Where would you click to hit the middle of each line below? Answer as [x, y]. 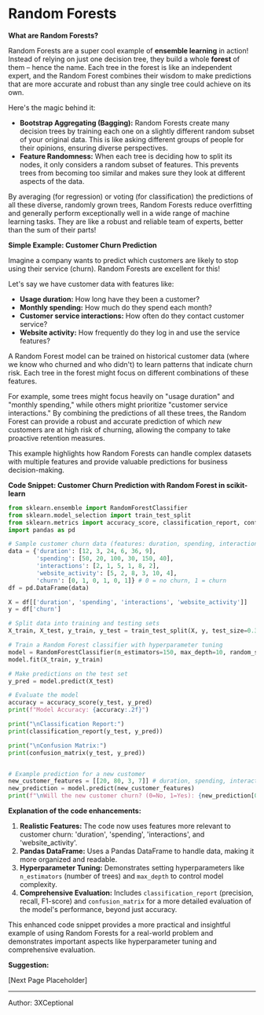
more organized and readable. [68, 859]
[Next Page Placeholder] [48, 980]
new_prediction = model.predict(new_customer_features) [101, 789]
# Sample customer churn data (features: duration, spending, [112, 544]
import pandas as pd [42, 530]
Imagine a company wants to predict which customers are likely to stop [123, 260]
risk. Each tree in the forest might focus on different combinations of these [128, 372]
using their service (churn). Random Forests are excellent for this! [114, 269]
